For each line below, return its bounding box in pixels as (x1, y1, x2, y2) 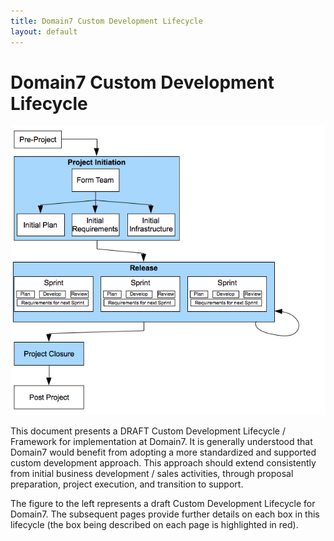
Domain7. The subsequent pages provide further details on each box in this (10, 508, 320, 520)
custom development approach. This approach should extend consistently (10, 456, 317, 469)
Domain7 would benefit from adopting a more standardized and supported (10, 446, 317, 458)
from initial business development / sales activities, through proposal (10, 467, 294, 479)
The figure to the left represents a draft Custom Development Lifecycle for (10, 497, 316, 509)
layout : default (10, 26, 78, 37)
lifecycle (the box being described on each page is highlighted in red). (10, 518, 299, 530)
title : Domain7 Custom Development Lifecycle (10, 16, 203, 26)
